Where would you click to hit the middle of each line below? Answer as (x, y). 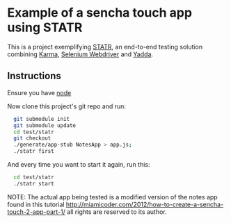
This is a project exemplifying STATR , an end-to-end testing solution (105, 47)
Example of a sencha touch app (100, 13)
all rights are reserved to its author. (117, 212)
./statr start (34, 183)
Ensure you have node (39, 92)
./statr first (34, 151)
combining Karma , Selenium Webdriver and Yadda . (80, 54)
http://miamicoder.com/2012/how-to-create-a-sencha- (145, 204)
